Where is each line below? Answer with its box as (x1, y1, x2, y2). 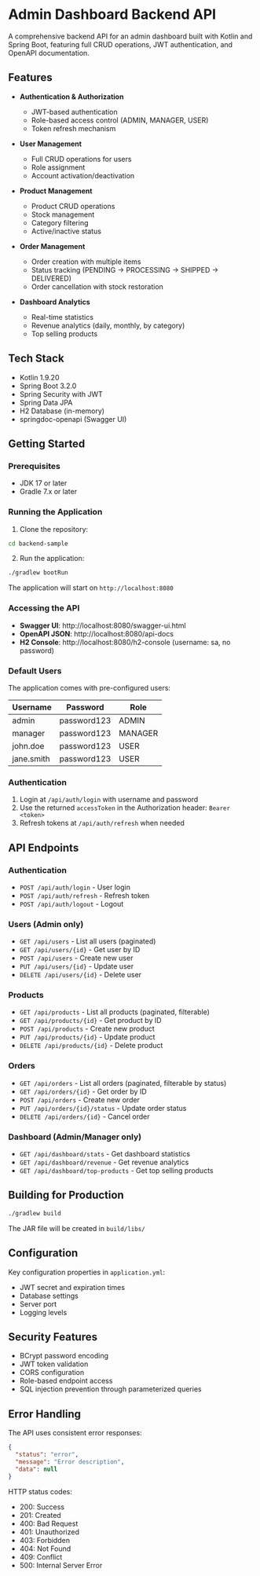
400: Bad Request (19, 1519, 79, 1528)
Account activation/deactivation (31, 170, 135, 180)
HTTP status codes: (8, 1486, 72, 1496)
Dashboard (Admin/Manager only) (8, 1131, 142, 1142)
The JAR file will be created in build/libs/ (8, 1223, 145, 1233)
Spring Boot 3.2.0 (19, 381, 77, 390)
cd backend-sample (8, 540, 68, 548)
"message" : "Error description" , (15, 1457, 125, 1466)
